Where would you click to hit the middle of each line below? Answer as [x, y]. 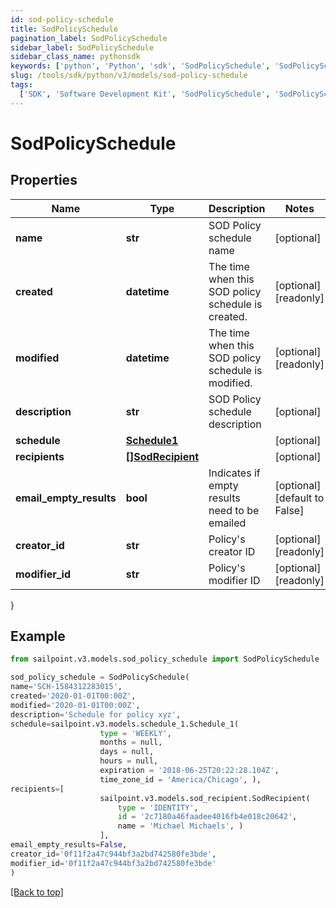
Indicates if [234, 473]
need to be [234, 510]
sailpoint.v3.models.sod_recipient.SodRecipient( [205, 798]
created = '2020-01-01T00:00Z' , [73, 696]
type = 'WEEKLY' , [135, 733]
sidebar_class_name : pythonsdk [75, 57]
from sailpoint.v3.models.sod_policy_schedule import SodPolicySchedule [165, 659]
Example [38, 636]
